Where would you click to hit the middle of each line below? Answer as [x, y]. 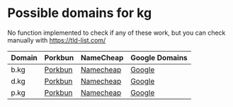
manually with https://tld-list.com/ [57, 40]
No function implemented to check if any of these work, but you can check [116, 33]
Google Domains [159, 57]
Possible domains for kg [80, 13]
